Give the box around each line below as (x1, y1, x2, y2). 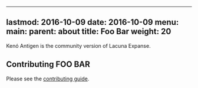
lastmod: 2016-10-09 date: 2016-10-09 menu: (6, 17, 179, 27)
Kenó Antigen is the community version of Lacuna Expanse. (6, 42, 151, 49)
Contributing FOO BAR (6, 60, 90, 70)
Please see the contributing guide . (6, 75, 90, 82)
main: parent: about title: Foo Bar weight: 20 (6, 27, 171, 37)
